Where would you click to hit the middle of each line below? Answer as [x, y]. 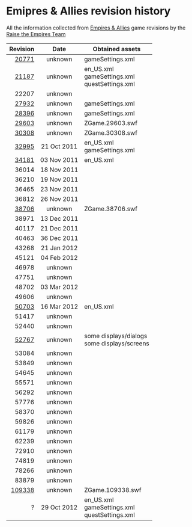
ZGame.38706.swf [111, 209]
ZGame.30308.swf [111, 132]
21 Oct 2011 [59, 146]
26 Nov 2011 [59, 199]
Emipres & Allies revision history [88, 11]
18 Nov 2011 [59, 170]
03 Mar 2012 [59, 287]
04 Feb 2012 [59, 257]
